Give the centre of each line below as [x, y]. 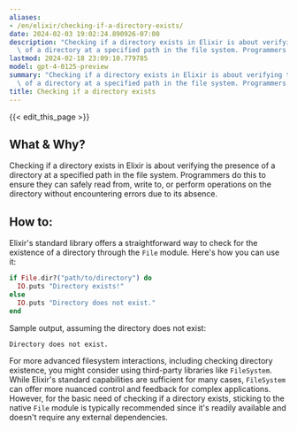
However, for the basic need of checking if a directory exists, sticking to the [147, 398]
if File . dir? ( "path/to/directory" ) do [80, 278]
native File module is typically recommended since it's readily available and [148, 407]
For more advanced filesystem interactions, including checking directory [141, 360]
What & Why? [47, 144]
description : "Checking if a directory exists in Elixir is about [134, 42]
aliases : [25, 17]
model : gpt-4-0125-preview [59, 67]
